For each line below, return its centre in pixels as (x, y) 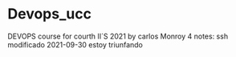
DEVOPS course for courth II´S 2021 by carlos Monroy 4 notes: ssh (118, 36)
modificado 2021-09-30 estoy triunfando (75, 44)
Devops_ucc (49, 14)
